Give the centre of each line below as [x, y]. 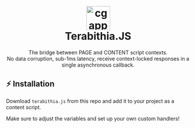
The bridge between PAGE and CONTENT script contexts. [98, 52]
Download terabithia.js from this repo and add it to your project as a [90, 101]
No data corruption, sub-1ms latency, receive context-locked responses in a [98, 58]
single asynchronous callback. [98, 65]
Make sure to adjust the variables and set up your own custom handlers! [93, 118]
